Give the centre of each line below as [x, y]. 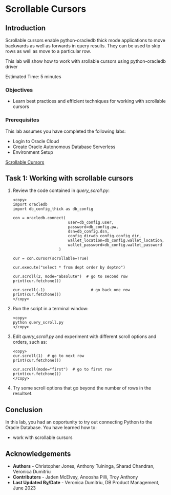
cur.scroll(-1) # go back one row [71, 290]
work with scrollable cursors [42, 437]
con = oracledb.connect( [39, 218]
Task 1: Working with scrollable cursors [69, 178]
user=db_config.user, [91, 223]
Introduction [26, 28]
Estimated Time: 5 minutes [33, 77]
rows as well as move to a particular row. [48, 51]
